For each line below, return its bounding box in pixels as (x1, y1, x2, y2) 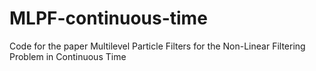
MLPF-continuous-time (9, 7, 208, 30)
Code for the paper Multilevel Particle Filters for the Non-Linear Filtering (9, 40, 306, 52)
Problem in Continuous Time (9, 50, 127, 62)
